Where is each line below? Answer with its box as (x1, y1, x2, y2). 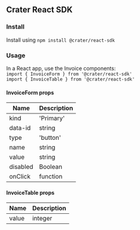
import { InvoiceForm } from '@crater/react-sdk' (6, 71, 133, 77)
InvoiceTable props (6, 189, 55, 196)
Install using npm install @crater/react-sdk (6, 36, 115, 44)
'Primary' (38, 114, 65, 122)
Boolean (38, 162, 63, 171)
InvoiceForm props (6, 89, 54, 96)
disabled (9, 162, 34, 171)
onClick (9, 173, 31, 181)
